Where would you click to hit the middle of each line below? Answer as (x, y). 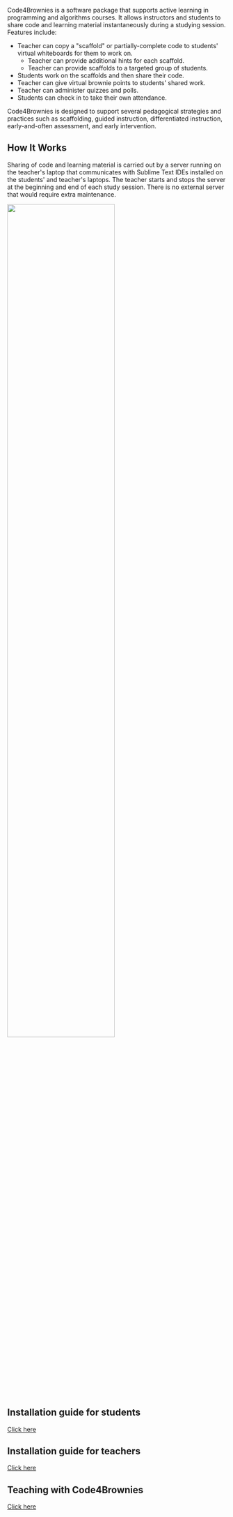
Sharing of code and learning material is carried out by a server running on (114, 165)
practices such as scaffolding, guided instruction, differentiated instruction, (115, 119)
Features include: (32, 32)
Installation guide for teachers (74, 1451)
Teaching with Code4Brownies (75, 1489)
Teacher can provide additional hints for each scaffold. (106, 61)
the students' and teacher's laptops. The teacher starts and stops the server (116, 179)
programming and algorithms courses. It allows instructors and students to (114, 17)
